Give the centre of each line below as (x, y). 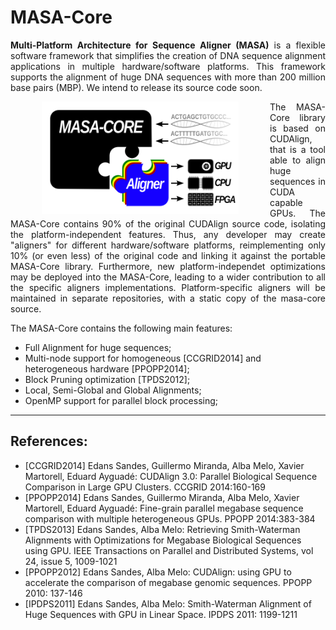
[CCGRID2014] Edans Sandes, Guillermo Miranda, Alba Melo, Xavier (164, 465)
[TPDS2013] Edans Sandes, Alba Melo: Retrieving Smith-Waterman (162, 529)
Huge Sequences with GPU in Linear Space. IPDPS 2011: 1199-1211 (161, 614)
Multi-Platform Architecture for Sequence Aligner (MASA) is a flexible (168, 45)
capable (286, 202)
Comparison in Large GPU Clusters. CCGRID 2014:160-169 (145, 487)
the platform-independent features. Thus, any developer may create (168, 234)
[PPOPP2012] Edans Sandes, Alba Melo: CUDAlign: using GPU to (158, 572)
